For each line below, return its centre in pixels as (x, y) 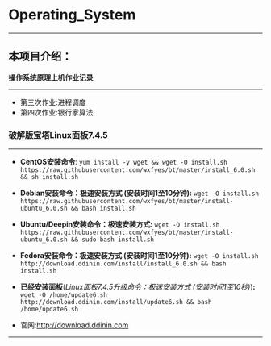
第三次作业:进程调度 (53, 102)
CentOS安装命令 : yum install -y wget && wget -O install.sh (123, 162)
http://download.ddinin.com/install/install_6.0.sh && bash (123, 264)
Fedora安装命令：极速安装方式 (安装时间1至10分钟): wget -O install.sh (139, 256)
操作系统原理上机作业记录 (51, 77)
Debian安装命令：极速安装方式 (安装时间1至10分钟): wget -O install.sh (140, 193)
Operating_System (72, 15)
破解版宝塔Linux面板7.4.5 (58, 135)
